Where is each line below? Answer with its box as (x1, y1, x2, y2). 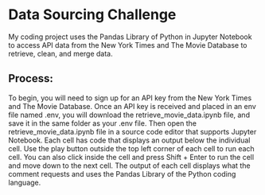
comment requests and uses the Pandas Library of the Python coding (8, 169, 236, 178)
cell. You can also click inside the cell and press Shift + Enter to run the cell (8, 152, 255, 162)
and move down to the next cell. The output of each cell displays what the (8, 161, 251, 170)
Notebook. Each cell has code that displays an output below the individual (8, 135, 251, 145)
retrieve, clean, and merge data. (8, 49, 113, 58)
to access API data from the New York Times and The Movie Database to (8, 40, 247, 49)
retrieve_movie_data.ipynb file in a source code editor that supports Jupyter (8, 127, 257, 136)
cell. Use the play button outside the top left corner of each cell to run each (8, 143, 255, 153)
